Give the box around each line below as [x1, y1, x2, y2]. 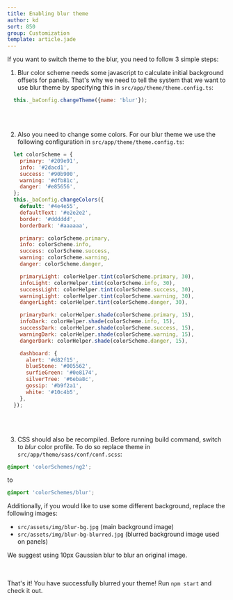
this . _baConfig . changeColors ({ [13, 196, 104, 204]
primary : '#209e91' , [19, 157, 79, 164]
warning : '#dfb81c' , [19, 177, 79, 184]
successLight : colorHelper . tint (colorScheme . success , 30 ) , [19, 286, 195, 293]
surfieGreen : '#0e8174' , [25, 369, 98, 376]
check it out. [7, 587, 43, 595]
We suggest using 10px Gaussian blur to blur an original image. [7, 551, 188, 560]
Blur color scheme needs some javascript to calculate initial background [17, 69, 224, 77]
